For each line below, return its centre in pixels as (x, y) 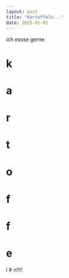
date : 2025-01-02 (27, 23)
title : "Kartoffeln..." (35, 17)
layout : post (22, 12)
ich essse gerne (25, 40)
